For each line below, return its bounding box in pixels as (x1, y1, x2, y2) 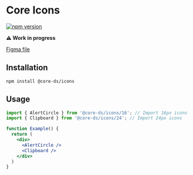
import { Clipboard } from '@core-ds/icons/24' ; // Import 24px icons (6, 115, 182, 121)
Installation (6, 63, 48, 73)
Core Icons (6, 4, 60, 17)
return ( (11, 132, 33, 137)
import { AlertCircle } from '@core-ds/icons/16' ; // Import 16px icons (6, 110, 188, 116)
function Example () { (6, 126, 59, 132)
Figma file (6, 45, 31, 53)
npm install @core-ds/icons (6, 78, 75, 84)
